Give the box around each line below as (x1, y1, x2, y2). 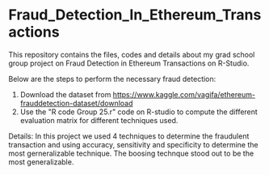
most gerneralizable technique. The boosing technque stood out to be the (8, 148, 254, 158)
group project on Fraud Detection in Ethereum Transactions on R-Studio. (8, 58, 250, 68)
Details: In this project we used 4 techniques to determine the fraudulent (8, 131, 250, 141)
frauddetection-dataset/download (19, 98, 133, 108)
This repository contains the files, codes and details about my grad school (8, 49, 255, 59)
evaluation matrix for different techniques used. (19, 115, 179, 125)
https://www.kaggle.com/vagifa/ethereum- (112, 89, 256, 99)
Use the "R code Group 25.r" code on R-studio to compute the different (19, 107, 258, 117)
